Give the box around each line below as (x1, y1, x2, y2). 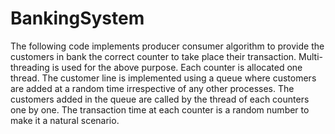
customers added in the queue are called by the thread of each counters (10, 93, 310, 105)
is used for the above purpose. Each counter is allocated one (51, 61, 303, 73)
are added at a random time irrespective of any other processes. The (10, 82, 295, 94)
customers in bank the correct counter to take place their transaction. (10, 50, 297, 62)
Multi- (298, 50, 323, 62)
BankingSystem (10, 7, 145, 30)
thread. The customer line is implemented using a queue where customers (10, 72, 317, 84)
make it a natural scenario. (10, 114, 120, 126)
